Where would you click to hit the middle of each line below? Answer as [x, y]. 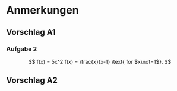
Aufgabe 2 [22, 49]
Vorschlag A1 [31, 32]
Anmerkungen [42, 10]
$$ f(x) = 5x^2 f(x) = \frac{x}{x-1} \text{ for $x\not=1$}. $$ [100, 61]
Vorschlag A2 [32, 80]
